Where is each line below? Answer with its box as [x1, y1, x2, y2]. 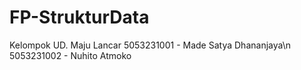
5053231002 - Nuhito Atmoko [9, 49, 132, 61]
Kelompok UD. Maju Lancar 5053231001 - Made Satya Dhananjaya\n [9, 39, 291, 51]
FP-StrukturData [9, 6, 150, 29]
